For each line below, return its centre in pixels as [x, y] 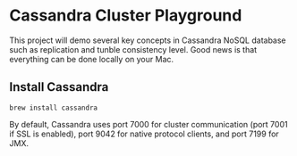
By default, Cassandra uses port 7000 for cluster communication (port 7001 [148, 124]
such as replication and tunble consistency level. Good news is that [133, 49]
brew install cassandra [54, 108]
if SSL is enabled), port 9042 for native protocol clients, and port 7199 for [144, 134]
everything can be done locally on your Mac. [92, 59]
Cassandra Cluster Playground [126, 16]
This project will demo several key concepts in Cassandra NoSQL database [148, 40]
